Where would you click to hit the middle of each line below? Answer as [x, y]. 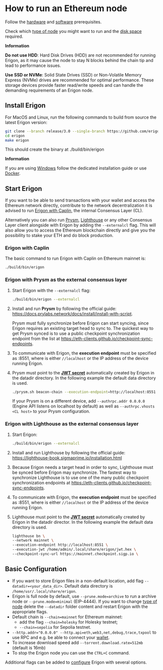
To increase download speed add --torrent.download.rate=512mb [77, 642]
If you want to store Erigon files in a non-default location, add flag [78, 581]
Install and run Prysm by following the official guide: [64, 309]
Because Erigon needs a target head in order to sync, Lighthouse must [83, 467]
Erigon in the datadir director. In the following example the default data [82, 522]
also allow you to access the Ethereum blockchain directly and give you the [80, 230]
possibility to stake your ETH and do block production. [59, 235]
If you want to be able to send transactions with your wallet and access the [80, 200]
